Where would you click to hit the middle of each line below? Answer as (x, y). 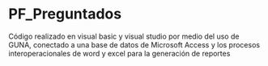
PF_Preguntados (65, 14)
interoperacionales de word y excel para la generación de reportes (119, 53)
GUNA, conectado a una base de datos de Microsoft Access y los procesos (134, 44)
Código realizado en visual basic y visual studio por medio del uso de (124, 36)
